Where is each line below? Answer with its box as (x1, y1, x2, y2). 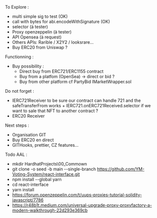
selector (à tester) (12, 24, 48, 30)
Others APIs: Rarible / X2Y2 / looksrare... (12, 39, 94, 45)
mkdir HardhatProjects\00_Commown (12, 161, 87, 167)
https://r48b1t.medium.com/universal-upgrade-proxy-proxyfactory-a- (12, 202, 152, 208)
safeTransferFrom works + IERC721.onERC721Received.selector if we (12, 103, 151, 108)
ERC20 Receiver (12, 113, 45, 118)
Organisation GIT (12, 132, 46, 137)
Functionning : (5, 54, 34, 60)
